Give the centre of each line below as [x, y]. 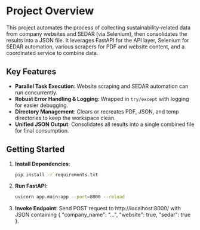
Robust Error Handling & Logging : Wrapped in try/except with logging [102, 99]
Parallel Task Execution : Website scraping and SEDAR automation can [101, 86]
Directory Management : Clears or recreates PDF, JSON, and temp [97, 111]
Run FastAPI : [31, 186]
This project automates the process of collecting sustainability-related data [99, 27]
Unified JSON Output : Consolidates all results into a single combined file [104, 124]
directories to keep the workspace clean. [65, 118]
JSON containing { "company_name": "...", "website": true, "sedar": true [103, 215]
